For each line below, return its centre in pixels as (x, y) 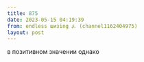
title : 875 (23, 13)
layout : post (26, 32)
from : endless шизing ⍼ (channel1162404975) (72, 26)
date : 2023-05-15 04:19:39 (46, 20)
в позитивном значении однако (53, 52)
